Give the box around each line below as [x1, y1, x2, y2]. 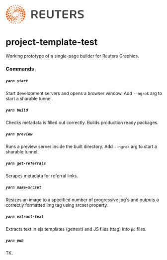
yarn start [5, 79, 28, 84]
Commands [5, 65, 34, 72]
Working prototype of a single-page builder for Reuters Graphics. [5, 53, 139, 59]
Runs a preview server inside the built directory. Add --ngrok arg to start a [5, 143, 157, 149]
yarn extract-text [5, 214, 44, 219]
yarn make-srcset [5, 185, 42, 190]
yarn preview [5, 132, 33, 137]
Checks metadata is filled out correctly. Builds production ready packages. [5, 120, 159, 126]
